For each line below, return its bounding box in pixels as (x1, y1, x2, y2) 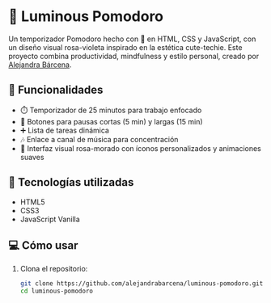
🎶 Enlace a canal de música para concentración (19, 134, 179, 144)
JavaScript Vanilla (19, 214, 81, 224)
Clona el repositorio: (19, 264, 88, 274)
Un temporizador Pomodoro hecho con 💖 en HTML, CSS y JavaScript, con (8, 34, 256, 44)
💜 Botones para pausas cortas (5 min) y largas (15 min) (19, 116, 204, 126)
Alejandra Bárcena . (8, 60, 72, 69)
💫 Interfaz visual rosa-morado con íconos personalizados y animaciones (19, 143, 261, 153)
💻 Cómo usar (8, 238, 78, 252)
